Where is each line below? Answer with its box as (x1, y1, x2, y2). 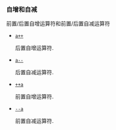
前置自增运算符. (14, 93, 54, 100)
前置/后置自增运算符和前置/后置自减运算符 (6, 20, 111, 28)
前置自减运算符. (14, 117, 54, 125)
